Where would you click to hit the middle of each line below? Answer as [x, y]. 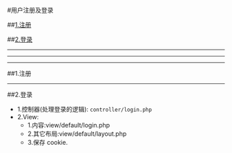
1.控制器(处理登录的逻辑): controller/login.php [84, 109]
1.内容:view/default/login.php [69, 125]
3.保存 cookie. [47, 142]
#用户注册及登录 [30, 10]
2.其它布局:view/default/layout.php [77, 134]
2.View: [28, 117]
